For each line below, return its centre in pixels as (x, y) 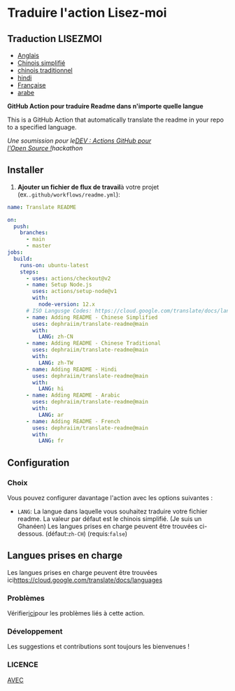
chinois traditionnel (45, 70)
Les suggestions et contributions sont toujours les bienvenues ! (99, 647)
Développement (35, 632)
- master (38, 246)
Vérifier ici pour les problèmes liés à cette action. (76, 613)
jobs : (15, 252)
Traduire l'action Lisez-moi (87, 13)
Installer (26, 170)
